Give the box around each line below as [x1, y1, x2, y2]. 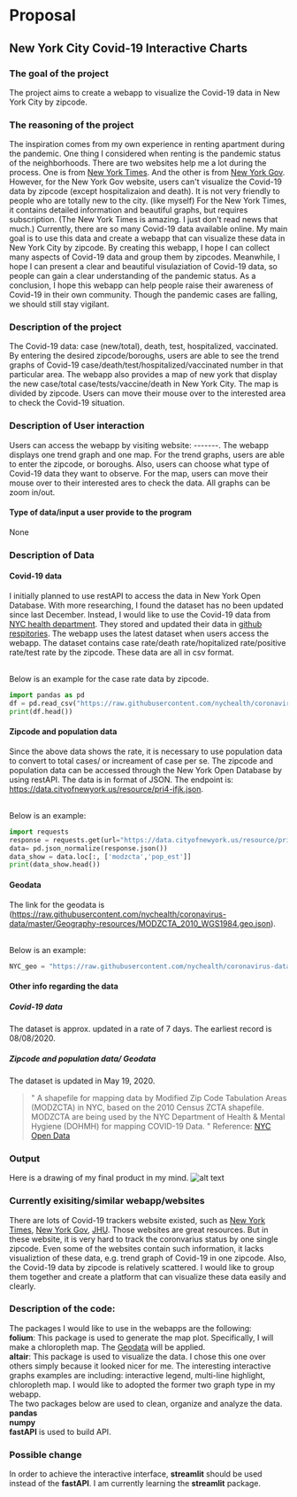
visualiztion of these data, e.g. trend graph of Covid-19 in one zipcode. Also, [9, 1253, 287, 1263]
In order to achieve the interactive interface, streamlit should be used [9, 1469, 263, 1479]
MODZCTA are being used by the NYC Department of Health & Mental [30, 1111, 286, 1121]
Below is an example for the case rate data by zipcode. [9, 674, 209, 685]
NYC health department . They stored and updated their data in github [9, 619, 263, 630]
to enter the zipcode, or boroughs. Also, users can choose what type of [9, 458, 270, 469]
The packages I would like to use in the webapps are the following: [9, 1322, 252, 1333]
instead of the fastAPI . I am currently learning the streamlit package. [9, 1478, 262, 1489]
